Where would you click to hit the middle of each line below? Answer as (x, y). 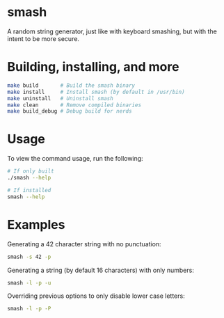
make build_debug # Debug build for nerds (70, 111)
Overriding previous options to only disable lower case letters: (96, 296)
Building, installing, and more (93, 67)
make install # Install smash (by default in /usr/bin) (96, 92)
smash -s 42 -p (29, 257)
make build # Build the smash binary (71, 85)
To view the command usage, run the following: (75, 159)
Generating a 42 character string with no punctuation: (84, 244)
